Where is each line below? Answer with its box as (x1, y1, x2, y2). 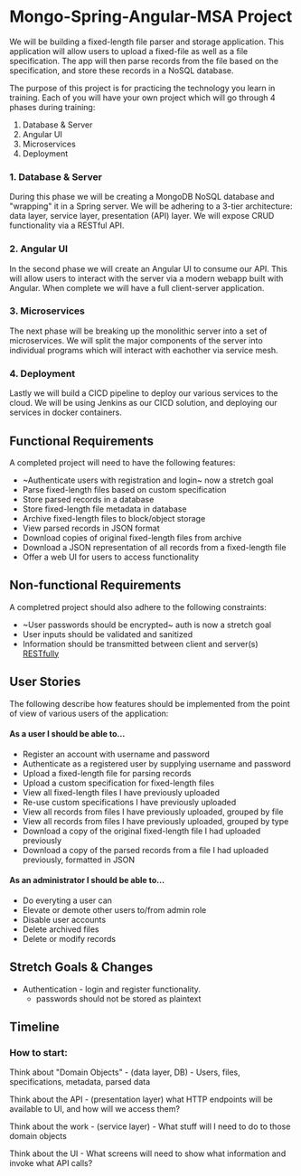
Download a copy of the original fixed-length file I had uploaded (22, 825, 261, 836)
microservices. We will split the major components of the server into (9, 334, 264, 345)
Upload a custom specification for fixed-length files (22, 777, 215, 788)
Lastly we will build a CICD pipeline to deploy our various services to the (9, 388, 278, 399)
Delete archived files (22, 924, 99, 935)
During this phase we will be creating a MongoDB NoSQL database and (9, 192, 275, 202)
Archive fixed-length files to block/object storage (22, 513, 206, 523)
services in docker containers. (9, 407, 122, 418)
